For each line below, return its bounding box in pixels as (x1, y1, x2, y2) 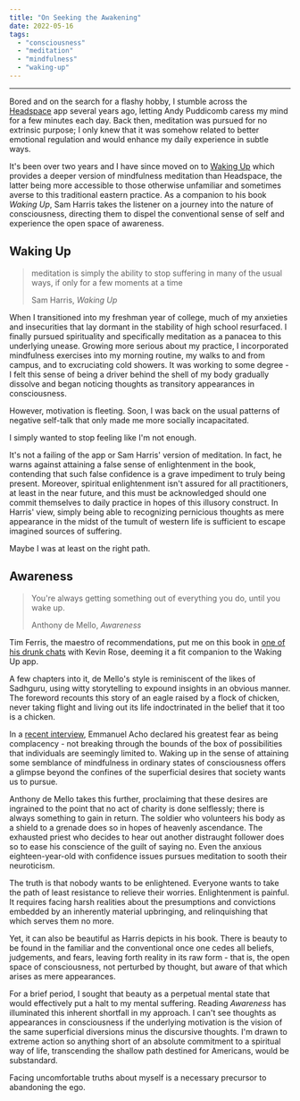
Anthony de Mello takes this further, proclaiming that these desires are (9, 793, 268, 804)
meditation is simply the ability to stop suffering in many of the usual (30, 268, 283, 278)
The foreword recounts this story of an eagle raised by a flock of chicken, (9, 692, 279, 703)
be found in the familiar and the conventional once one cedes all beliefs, (9, 942, 274, 953)
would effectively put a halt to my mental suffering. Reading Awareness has (9, 997, 287, 1008)
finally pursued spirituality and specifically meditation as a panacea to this (9, 330, 282, 341)
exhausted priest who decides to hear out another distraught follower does (9, 832, 285, 842)
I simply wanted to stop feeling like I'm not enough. (9, 431, 197, 443)
